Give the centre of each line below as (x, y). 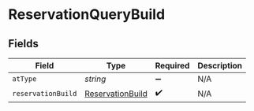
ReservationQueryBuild (87, 15)
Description (220, 66)
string (95, 79)
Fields (24, 44)
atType (24, 79)
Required (172, 66)
